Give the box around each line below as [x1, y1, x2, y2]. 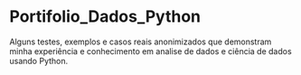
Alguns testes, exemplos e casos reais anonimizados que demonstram [9, 36, 272, 47]
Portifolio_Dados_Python [9, 6, 202, 27]
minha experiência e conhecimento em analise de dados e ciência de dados [9, 45, 292, 56]
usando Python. [9, 55, 69, 66]
